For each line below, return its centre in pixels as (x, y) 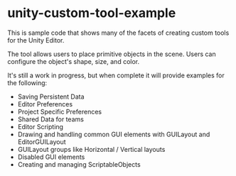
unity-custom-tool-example (92, 13)
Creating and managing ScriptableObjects (79, 164)
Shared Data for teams (50, 119)
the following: (27, 82)
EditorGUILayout (42, 142)
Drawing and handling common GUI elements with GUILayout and (114, 134)
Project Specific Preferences (59, 111)
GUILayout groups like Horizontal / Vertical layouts (91, 149)
